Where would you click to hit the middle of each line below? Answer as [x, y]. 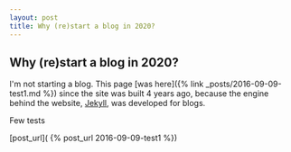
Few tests [27, 121]
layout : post [34, 18]
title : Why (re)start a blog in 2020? [82, 26]
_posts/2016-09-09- [244, 84]
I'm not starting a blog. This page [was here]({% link [107, 84]
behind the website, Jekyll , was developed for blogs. [108, 103]
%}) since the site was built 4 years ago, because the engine [156, 94]
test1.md [25, 94]
